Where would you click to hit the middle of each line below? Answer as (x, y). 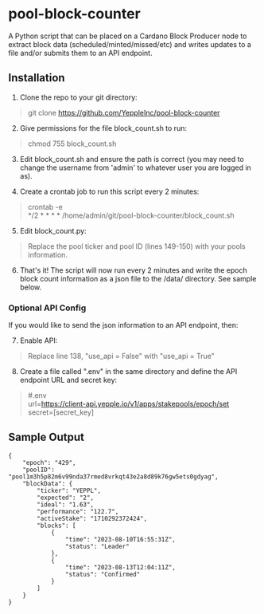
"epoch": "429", (50, 462)
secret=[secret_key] (60, 412)
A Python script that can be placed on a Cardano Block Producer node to (128, 36)
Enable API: (39, 340)
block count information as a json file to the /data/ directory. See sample (138, 278)
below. (31, 287)
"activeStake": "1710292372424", (92, 518)
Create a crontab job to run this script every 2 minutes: (109, 191)
